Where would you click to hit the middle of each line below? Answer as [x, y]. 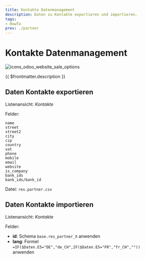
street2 [13, 132]
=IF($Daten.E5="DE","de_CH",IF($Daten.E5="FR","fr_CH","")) [76, 247]
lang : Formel [25, 241]
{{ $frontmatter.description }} [35, 77]
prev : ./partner [22, 28]
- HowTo [13, 24]
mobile [12, 158]
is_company [16, 171]
